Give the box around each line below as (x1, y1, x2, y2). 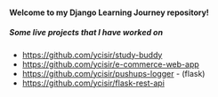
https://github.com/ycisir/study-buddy (21, 49, 163, 60)
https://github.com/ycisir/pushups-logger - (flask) (21, 68, 206, 78)
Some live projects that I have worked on (9, 27, 163, 38)
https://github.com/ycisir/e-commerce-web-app (21, 58, 200, 70)
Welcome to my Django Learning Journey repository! (9, 7, 209, 18)
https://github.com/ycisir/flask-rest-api (21, 78, 165, 88)
